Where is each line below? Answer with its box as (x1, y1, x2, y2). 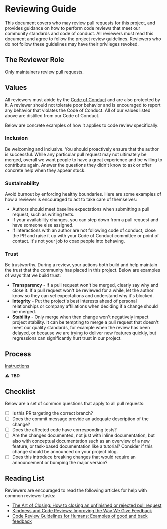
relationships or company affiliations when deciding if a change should (12, 303, 158, 309)
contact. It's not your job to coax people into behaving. (12, 238, 125, 244)
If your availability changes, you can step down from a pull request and (12, 217, 159, 223)
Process (5, 350, 31, 358)
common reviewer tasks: (5, 493, 56, 499)
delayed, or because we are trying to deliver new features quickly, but (12, 330, 156, 336)
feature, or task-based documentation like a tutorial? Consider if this (12, 443, 153, 449)
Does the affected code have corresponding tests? (12, 427, 117, 433)
